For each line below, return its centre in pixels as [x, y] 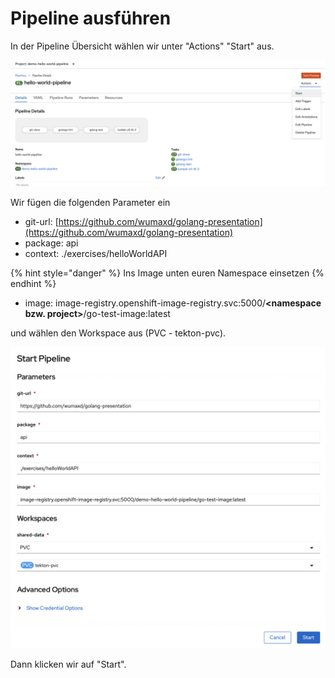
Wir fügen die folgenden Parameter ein [90, 202]
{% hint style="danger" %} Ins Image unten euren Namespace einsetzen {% [167, 273]
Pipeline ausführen [91, 18]
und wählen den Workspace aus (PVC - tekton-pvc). [118, 333]
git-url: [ [41, 221]
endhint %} [33, 283]
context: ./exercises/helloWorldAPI [96, 253]
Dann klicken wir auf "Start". [68, 664]
